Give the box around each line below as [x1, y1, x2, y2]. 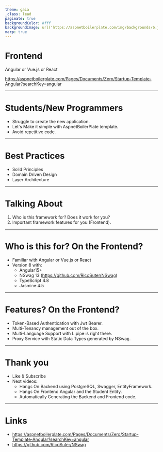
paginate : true [5, 16, 36, 21]
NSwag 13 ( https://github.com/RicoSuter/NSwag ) [19, 272, 118, 278]
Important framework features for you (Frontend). [12, 219, 111, 225]
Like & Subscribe [12, 373, 46, 379]
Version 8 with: [12, 262, 42, 268]
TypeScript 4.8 [19, 277, 49, 283]
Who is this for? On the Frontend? [5, 241, 143, 252]
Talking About [5, 198, 63, 209]
